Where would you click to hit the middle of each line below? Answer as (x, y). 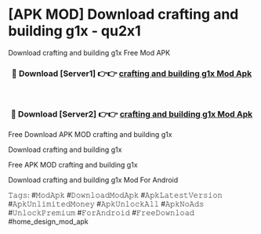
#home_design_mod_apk (48, 221)
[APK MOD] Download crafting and (123, 14)
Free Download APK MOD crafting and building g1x (90, 134)
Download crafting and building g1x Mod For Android (93, 180)
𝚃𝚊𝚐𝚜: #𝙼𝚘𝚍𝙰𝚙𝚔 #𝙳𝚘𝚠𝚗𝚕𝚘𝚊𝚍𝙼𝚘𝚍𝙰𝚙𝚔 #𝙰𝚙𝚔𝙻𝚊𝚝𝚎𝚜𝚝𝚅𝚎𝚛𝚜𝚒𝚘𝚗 (116, 195)
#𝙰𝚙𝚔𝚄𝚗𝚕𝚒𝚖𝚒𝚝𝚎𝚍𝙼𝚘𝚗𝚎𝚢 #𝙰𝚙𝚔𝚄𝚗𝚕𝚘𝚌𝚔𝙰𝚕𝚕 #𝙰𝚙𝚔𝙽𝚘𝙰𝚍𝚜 (106, 203)
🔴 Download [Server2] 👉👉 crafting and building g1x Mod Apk (132, 114)
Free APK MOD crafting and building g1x (73, 164)
